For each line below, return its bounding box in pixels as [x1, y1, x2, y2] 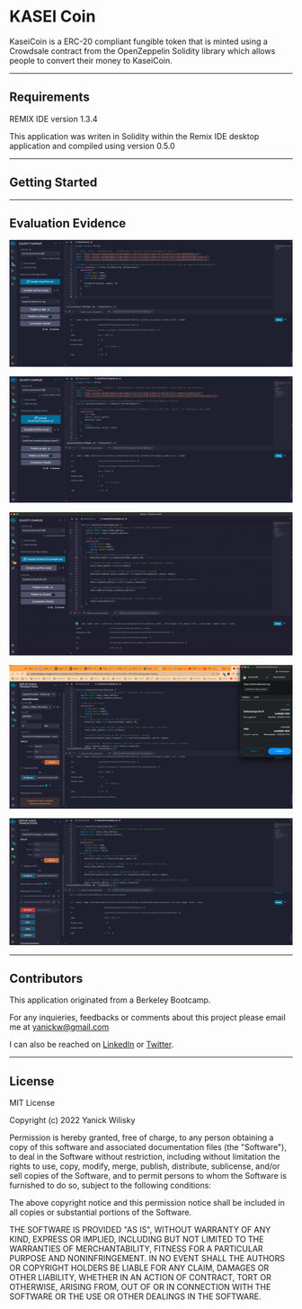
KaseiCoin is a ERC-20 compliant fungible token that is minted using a [9, 36, 268, 47]
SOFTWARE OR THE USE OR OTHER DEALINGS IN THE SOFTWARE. [9, 1291, 262, 1302]
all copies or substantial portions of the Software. [9, 1207, 191, 1218]
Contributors [9, 970, 84, 986]
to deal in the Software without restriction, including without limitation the [9, 1152, 280, 1163]
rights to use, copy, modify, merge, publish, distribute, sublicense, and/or [9, 1161, 280, 1172]
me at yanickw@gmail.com [9, 1022, 110, 1032]
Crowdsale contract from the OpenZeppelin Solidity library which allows [9, 45, 276, 56]
